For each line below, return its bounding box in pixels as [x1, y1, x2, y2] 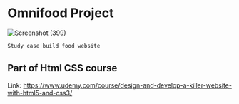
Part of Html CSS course [7, 62, 118, 74]
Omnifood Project [7, 5, 114, 21]
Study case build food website [7, 42, 101, 49]
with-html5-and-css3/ [7, 88, 73, 97]
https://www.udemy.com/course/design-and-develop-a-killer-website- [23, 80, 232, 90]
